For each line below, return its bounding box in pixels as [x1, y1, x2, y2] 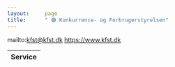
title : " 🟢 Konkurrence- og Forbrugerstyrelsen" [7, 17, 169, 23]
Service [10, 52, 37, 61]
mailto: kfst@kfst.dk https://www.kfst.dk [7, 35, 121, 44]
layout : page [7, 10, 58, 17]
